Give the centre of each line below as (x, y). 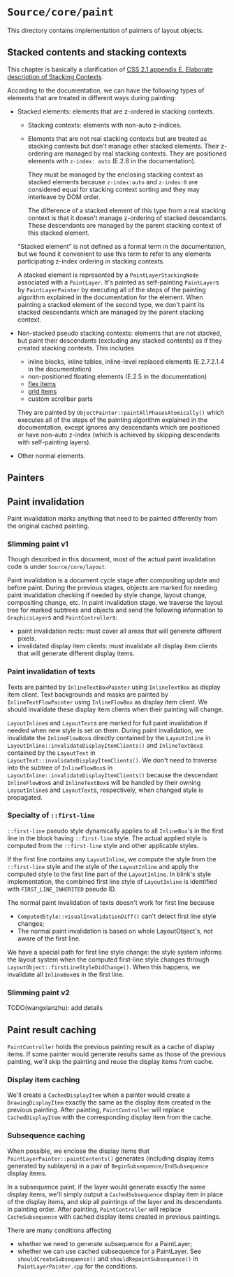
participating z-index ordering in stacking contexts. (91, 261)
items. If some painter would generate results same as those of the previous (117, 1054)
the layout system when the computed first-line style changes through (108, 960)
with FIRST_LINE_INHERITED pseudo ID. (62, 889)
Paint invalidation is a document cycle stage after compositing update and (114, 580)
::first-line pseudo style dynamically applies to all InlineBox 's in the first (115, 831)
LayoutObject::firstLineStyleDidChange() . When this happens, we (104, 967)
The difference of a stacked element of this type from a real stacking (126, 210)
